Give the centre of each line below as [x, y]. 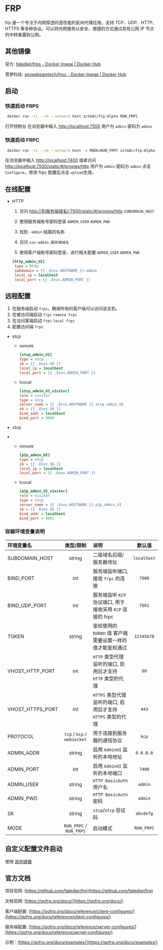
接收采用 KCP [107, 609]
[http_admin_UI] [28, 262]
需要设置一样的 [110, 640]
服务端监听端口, [111, 571]
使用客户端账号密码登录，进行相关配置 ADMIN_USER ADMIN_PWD [79, 252]
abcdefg [144, 813]
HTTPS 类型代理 [110, 695]
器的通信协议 [107, 740]
